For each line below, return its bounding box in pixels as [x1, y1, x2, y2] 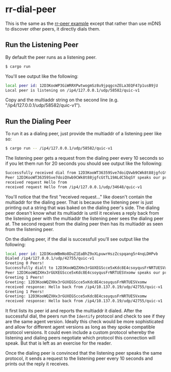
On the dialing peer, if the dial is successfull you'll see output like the [5, 236, 149, 242]
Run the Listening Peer [5, 41, 79, 49]
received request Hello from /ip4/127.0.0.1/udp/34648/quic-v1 [5, 184, 142, 189]
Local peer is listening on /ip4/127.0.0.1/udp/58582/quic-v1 [5, 88, 140, 93]
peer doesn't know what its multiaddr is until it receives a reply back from [5, 210, 159, 216]
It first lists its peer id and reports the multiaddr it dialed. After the [5, 308, 142, 314]
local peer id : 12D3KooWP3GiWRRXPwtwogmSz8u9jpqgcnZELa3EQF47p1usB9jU [5, 83, 158, 88]
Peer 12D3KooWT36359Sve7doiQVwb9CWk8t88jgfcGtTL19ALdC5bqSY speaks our [5, 175, 160, 180]
